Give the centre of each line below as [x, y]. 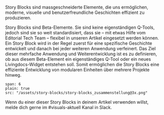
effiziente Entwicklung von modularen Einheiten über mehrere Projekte [78, 70]
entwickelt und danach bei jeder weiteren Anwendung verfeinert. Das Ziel [81, 49]
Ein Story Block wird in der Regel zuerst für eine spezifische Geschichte [79, 43]
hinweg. [13, 75]
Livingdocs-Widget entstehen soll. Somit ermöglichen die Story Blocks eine [82, 64]
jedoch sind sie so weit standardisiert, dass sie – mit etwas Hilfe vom [75, 33]
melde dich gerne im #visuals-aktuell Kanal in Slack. [59, 107]
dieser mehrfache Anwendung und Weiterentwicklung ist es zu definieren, [81, 54]
